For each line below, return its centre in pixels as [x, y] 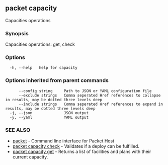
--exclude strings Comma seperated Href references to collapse [90, 95]
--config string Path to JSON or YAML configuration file [85, 91]
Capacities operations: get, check [40, 44]
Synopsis [17, 33]
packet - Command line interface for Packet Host [63, 141]
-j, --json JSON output [49, 113]
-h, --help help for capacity [44, 68]
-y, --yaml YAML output [49, 117]
